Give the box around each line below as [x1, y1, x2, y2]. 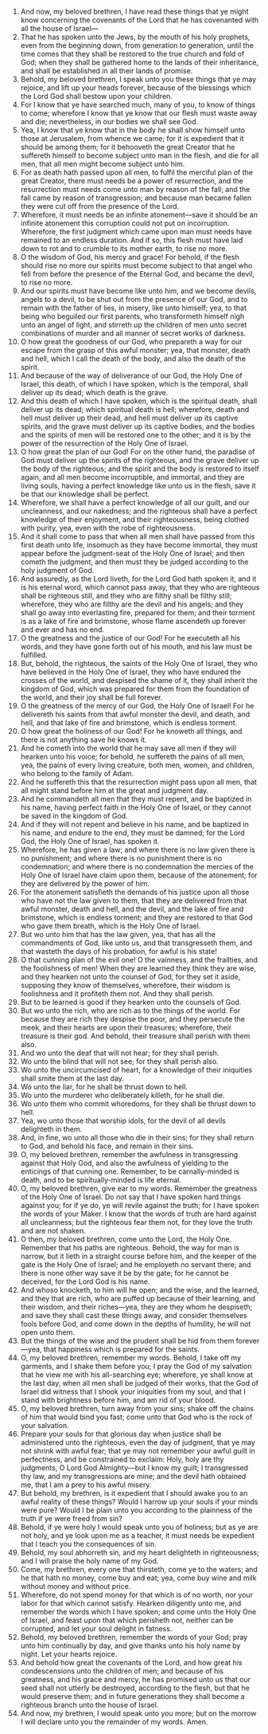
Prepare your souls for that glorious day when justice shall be [20, 1430, 222, 1438]
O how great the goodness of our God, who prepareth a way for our [20, 337, 243, 346]
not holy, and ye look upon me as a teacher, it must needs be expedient [20, 1531, 255, 1540]
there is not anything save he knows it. [20, 735, 147, 744]
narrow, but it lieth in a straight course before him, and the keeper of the [20, 1251, 257, 1261]
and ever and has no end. [20, 625, 105, 634]
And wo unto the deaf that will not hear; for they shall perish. [20, 1048, 219, 1057]
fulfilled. [20, 650, 48, 660]
